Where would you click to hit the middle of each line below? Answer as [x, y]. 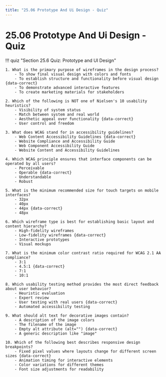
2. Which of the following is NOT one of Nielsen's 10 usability [76, 101]
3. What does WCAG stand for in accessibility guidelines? [69, 132]
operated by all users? [31, 163]
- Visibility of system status [48, 110]
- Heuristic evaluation [40, 293]
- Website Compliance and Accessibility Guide [65, 141]
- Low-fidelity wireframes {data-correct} [60, 235]
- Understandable [33, 177]
